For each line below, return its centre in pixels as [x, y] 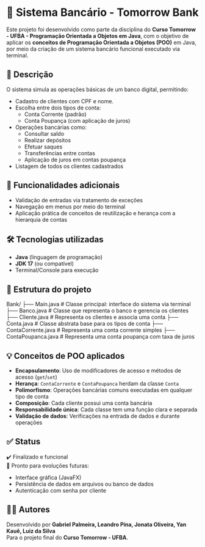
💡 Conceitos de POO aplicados [66, 356]
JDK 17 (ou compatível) [45, 264]
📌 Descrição [30, 75]
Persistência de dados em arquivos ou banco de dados [84, 484]
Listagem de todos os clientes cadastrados [69, 166]
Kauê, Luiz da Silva [31, 530]
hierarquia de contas [41, 219]
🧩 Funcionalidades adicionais [63, 185]
